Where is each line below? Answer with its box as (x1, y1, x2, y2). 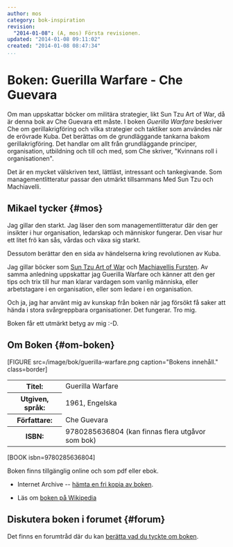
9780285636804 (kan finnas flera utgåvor (65, 427, 206, 437)
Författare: (17, 415, 53, 425)
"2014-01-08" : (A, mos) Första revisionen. (13, 29, 141, 37)
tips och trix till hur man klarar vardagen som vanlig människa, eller (7, 277, 199, 285)
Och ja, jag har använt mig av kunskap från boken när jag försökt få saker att (7, 298, 226, 306)
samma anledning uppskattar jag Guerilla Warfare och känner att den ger (7, 270, 216, 278)
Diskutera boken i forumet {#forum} (7, 514, 165, 525)
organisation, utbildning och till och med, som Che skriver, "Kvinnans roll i (7, 146, 218, 155)
